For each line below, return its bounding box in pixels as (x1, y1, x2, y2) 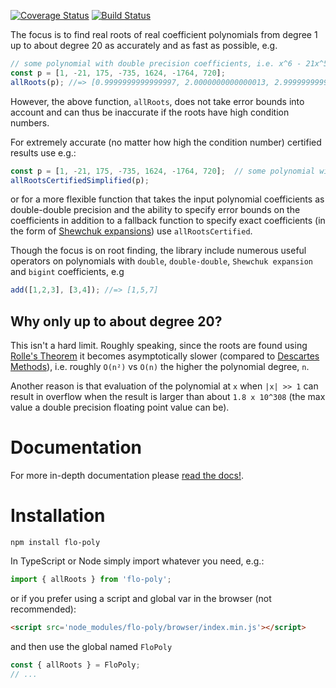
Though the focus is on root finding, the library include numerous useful (10, 245, 307, 257)
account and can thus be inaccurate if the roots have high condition (10, 106, 290, 118)
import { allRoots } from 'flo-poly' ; (10, 574, 172, 584)
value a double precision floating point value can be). (10, 401, 230, 414)
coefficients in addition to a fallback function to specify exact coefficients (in (10, 215, 326, 227)
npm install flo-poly (10, 537, 101, 547)
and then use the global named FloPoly (10, 640, 173, 652)
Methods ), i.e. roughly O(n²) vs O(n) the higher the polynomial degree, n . (10, 361, 310, 373)
